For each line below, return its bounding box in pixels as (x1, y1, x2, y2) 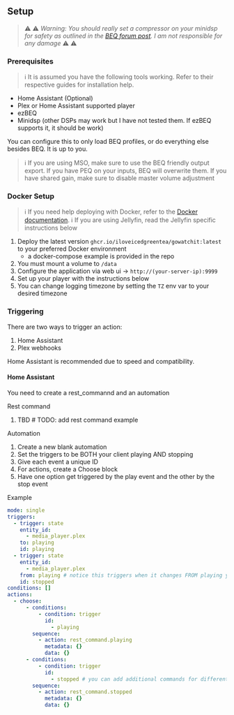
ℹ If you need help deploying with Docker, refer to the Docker (24, 207, 198, 216)
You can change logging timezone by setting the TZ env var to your (17, 282, 210, 290)
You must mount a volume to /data (17, 260, 117, 268)
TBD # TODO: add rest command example (17, 415, 139, 424)
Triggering (7, 307, 44, 316)
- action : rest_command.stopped (38, 688, 132, 695)
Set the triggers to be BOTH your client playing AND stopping (17, 450, 194, 458)
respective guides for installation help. (24, 80, 134, 89)
